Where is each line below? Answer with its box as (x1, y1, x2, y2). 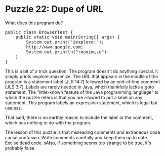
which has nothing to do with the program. (5, 119, 91, 125)
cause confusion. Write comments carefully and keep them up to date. (5, 134, 149, 140)
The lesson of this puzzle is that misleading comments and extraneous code (5, 129, 161, 135)
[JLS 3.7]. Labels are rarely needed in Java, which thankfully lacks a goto (5, 84, 154, 90)
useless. (5, 105, 22, 111)
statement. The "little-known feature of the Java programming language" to (5, 89, 159, 95)
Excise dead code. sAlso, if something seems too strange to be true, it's (5, 140, 152, 146)
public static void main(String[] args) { (15, 34, 120, 40)
